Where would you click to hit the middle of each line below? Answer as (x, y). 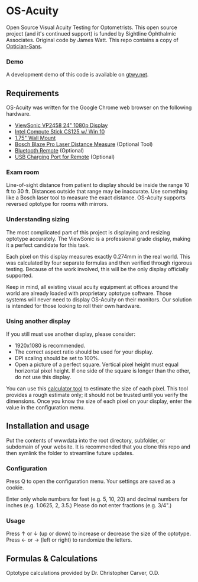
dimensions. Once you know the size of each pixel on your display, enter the (99, 401)
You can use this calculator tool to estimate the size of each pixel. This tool (97, 388)
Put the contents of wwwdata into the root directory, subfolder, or (86, 440)
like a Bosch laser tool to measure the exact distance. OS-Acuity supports (96, 198)
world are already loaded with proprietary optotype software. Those (89, 293)
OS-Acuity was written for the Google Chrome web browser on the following (99, 107)
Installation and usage (48, 426)
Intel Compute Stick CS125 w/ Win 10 (60, 132)
